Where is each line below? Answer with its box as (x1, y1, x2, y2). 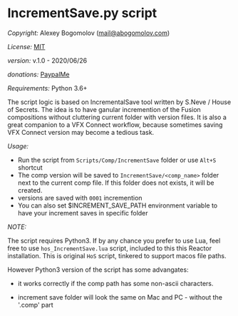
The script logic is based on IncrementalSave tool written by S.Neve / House (7, 98, 232, 106)
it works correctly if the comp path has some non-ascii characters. (17, 279, 214, 287)
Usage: (7, 141, 29, 151)
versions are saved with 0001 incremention (17, 193, 143, 202)
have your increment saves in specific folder (17, 208, 148, 217)
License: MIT (7, 42, 46, 51)
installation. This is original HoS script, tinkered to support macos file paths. (7, 251, 227, 260)
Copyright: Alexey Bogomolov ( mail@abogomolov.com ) (7, 29, 170, 37)
